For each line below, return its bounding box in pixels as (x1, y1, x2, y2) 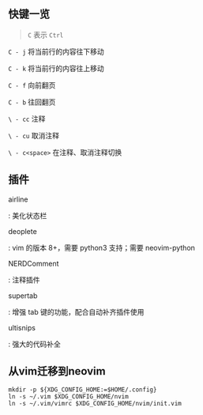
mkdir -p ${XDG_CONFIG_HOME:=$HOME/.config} (8, 386, 157, 394)
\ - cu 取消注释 (8, 130, 59, 140)
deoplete (8, 226, 37, 236)
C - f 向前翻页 (8, 80, 56, 89)
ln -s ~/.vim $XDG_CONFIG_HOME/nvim (8, 393, 129, 401)
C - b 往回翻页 (8, 97, 56, 107)
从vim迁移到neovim (8, 364, 106, 378)
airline (8, 194, 28, 204)
